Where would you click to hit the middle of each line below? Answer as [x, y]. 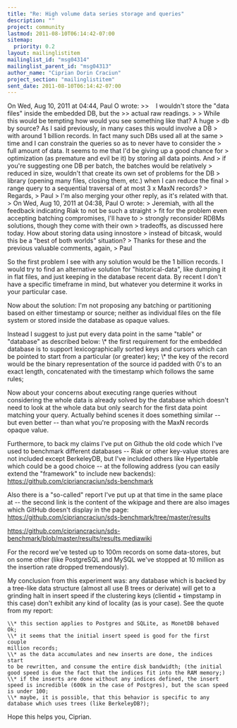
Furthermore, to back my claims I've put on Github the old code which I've [115, 444]
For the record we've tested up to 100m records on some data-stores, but [114, 552]
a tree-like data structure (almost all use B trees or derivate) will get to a [112, 588]
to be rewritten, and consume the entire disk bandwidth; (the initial [115, 667]
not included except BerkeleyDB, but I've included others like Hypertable [113, 459]
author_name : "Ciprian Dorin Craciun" [64, 73]
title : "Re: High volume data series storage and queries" [96, 14]
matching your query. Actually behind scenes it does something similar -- [114, 415]
